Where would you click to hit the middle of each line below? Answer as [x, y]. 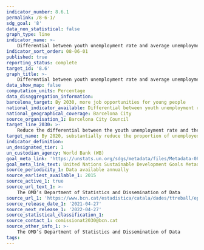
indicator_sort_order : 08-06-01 [47, 52]
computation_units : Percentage [46, 91]
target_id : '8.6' [28, 68]
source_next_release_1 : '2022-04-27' [54, 209]
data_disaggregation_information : [50, 96]
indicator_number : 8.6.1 [38, 12]
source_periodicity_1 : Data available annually [68, 170]
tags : [13, 237]
